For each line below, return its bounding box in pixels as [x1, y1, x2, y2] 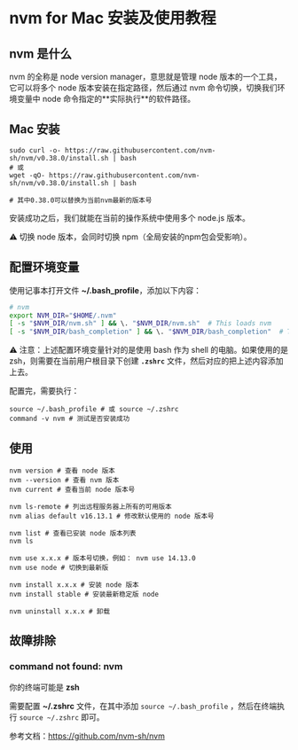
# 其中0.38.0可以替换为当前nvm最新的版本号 [9, 196, 153, 205]
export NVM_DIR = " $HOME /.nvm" [9, 311, 117, 320]
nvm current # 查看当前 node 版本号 [9, 485, 136, 494]
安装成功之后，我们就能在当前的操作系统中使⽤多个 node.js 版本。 [9, 212, 251, 223]
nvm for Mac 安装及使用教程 [9, 8, 217, 28]
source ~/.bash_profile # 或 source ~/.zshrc [9, 405, 179, 414]
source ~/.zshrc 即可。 [19, 711, 105, 723]
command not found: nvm [9, 660, 123, 673]
